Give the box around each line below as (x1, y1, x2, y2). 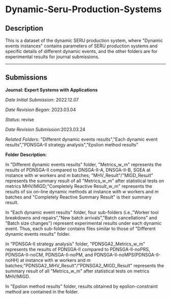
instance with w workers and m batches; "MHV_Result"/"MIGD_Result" (5, 172, 154, 178)
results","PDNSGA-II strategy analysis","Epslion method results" (5, 141, 139, 147)
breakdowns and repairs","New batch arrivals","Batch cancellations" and (5, 214, 157, 220)
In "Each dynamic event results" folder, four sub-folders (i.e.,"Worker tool (5, 209, 159, 215)
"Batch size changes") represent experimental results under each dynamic (5, 220, 162, 226)
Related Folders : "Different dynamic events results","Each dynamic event (5, 136, 158, 142)
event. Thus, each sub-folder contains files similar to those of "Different (5, 226, 156, 232)
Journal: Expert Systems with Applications (5, 87, 98, 93)
